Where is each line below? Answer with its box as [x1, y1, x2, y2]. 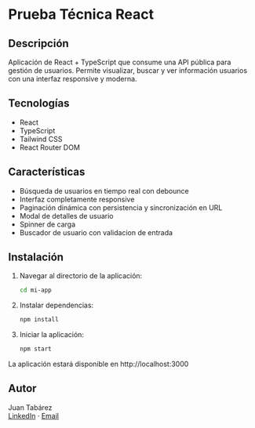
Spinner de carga [19, 219, 76, 229]
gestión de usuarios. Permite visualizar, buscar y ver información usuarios [8, 66, 248, 75]
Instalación [8, 251, 64, 264]
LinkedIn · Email [8, 411, 59, 420]
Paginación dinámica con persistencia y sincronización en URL [19, 202, 223, 212]
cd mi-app [19, 286, 53, 295]
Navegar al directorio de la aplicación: [19, 271, 143, 281]
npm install [19, 316, 59, 324]
